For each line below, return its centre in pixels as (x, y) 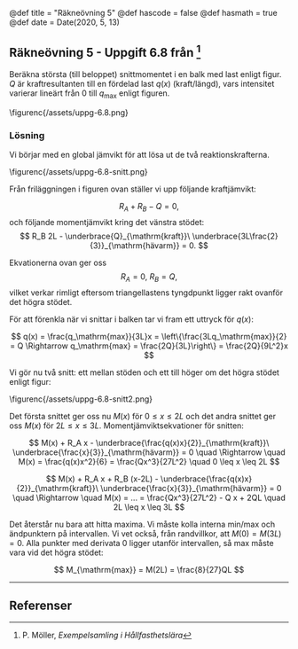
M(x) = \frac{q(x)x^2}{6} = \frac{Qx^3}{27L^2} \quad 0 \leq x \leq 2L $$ (149, 461)
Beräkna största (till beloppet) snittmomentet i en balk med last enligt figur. (145, 74)
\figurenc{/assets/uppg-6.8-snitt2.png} (81, 399)
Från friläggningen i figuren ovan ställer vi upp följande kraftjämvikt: (133, 189)
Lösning (27, 135)
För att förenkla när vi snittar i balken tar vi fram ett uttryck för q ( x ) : (132, 319)
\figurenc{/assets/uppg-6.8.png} (69, 112)
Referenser (41, 605)
